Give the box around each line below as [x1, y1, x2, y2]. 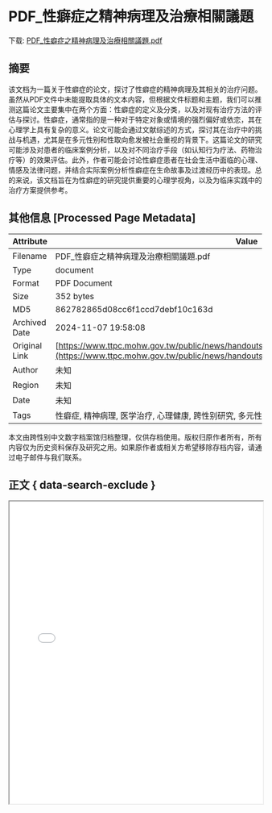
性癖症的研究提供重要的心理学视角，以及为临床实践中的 [78, 175, 262, 185]
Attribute [12, 236, 48, 247]
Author [12, 364, 39, 375]
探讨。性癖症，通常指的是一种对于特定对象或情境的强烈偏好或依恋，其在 [22, 115, 262, 124]
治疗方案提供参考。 [8, 185, 72, 194]
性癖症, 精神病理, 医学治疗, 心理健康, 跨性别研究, [55, 410, 236, 421]
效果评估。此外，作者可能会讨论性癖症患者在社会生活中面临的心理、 [35, 155, 262, 165]
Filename [12, 250, 47, 261]
